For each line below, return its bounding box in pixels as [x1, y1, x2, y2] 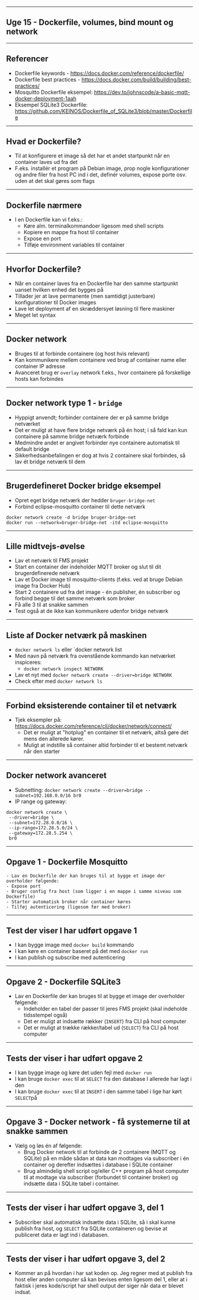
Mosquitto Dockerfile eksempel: [14, 89, 93, 96]
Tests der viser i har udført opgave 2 [6, 1053, 143, 1064]
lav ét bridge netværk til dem [14, 458, 86, 465]
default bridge [14, 445, 50, 452]
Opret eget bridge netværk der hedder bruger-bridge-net [14, 497, 156, 504]
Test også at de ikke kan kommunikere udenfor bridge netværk [14, 607, 169, 615]
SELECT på [14, 1094, 37, 1101]
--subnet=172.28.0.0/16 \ [8, 819, 73, 826]
